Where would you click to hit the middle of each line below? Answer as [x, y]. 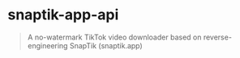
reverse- [218, 37]
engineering [47, 45]
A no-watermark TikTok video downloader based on [114, 37]
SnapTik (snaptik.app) [106, 45]
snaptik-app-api [63, 15]
